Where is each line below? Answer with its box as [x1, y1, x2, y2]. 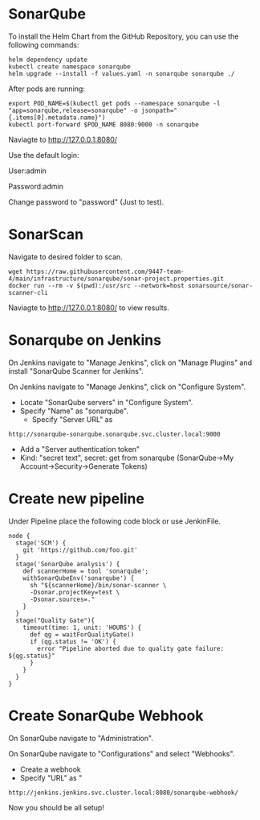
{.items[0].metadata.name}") [8, 114, 106, 122]
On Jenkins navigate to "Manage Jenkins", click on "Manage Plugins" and [8, 358, 253, 367]
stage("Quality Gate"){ [15, 616, 95, 624]
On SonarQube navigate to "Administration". [8, 733, 154, 743]
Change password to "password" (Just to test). [8, 197, 165, 206]
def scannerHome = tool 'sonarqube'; [22, 567, 149, 575]
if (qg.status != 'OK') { [29, 637, 116, 645]
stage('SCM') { [15, 539, 67, 547]
